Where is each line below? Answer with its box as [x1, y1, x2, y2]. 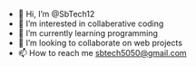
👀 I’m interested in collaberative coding [17, 18, 164, 29]
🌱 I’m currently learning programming [17, 28, 159, 38]
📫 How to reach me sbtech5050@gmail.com [17, 48, 188, 58]
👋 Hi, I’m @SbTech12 [17, 9, 95, 19]
